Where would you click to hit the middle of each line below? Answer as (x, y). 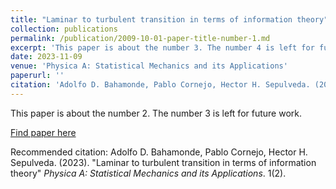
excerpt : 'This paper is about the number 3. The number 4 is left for (162, 47)
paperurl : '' (37, 76)
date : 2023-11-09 (46, 57)
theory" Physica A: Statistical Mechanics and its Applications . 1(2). (148, 173)
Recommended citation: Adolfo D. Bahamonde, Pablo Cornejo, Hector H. (159, 152)
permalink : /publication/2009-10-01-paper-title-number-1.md (140, 38)
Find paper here (43, 132)
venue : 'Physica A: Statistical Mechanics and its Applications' (149, 66)
